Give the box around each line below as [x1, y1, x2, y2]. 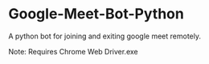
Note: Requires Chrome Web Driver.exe [8, 46, 138, 56]
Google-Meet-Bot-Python [8, 5, 185, 23]
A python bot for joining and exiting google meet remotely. [8, 31, 201, 41]
